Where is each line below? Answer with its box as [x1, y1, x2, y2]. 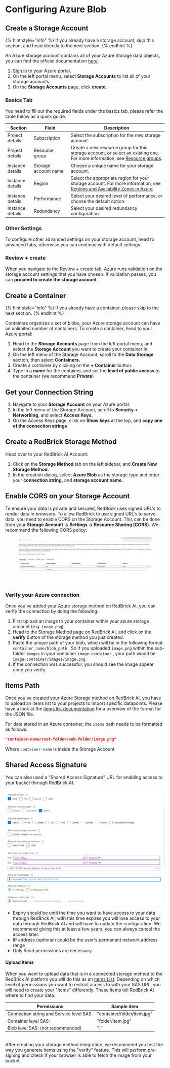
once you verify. [12, 667, 47, 673]
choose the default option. [70, 198, 125, 204]
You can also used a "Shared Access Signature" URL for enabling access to [5, 774, 163, 780]
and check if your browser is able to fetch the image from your [21, 1052, 152, 1058]
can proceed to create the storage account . [5, 277, 98, 283]
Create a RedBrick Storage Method [5, 438, 117, 446]
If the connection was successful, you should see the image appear [12, 661, 154, 667]
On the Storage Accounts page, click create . [12, 84, 107, 90]
